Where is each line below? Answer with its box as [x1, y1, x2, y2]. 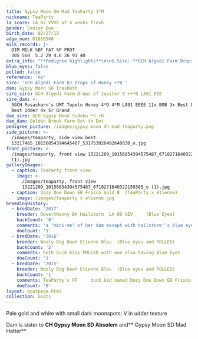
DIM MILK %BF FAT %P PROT [11, 47, 75, 53]
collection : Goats [6, 294, 51, 299]
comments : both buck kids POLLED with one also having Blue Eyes [16, 250, 181, 256]
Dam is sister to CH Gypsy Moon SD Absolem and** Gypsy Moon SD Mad [6, 321, 187, 328]
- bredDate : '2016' [11, 233, 60, 239]
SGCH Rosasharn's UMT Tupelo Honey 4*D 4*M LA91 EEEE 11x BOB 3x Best [11, 101, 189, 108]
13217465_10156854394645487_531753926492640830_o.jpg [11, 140, 146, 146]
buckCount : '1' [16, 272, 54, 278]
